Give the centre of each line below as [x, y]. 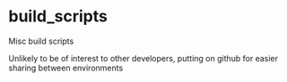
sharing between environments [66, 68]
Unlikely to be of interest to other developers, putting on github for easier [143, 58]
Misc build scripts [41, 41]
